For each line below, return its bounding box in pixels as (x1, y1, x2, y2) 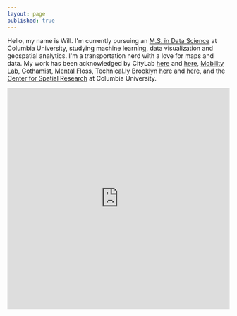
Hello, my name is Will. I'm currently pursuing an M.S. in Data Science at (7, 36, 217, 45)
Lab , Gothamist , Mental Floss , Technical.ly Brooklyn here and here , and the (7, 66, 226, 75)
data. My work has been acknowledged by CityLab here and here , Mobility (7, 59, 224, 67)
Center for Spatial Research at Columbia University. (7, 74, 157, 82)
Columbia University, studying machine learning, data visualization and (7, 44, 214, 52)
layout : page (7, 10, 46, 18)
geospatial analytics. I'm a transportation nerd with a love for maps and (7, 51, 214, 60)
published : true (7, 17, 55, 24)
